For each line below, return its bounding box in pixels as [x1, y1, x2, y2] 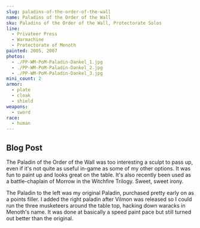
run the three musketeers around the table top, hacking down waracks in [6, 202, 186, 209]
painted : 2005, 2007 [6, 48, 58, 54]
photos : [6, 53, 26, 59]
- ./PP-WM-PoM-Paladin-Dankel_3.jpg [11, 70, 103, 76]
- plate [11, 87, 31, 93]
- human [11, 121, 31, 127]
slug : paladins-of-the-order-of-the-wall [6, 8, 111, 15]
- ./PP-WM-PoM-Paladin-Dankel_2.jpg [11, 64, 103, 71]
